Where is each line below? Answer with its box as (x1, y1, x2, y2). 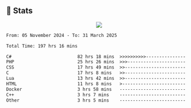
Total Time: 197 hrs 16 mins (6, 43, 78, 49)
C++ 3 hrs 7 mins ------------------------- (6, 92, 186, 97)
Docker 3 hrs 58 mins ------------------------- (6, 86, 186, 92)
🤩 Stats (6, 6, 33, 16)
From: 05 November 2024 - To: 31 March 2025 (6, 32, 117, 38)
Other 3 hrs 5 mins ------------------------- (6, 97, 186, 103)
